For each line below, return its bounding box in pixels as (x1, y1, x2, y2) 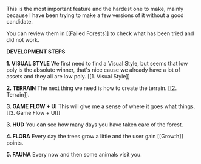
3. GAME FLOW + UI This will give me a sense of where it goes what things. (6, 103, 196, 110)
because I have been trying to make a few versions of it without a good (6, 12, 184, 19)
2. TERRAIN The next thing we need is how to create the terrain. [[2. (6, 84, 177, 92)
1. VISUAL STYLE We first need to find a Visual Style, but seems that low (6, 60, 188, 67)
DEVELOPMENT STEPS (6, 48, 66, 55)
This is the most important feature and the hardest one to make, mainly (6, 5, 184, 12)
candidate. (6, 18, 33, 25)
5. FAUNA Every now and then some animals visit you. (6, 151, 142, 158)
